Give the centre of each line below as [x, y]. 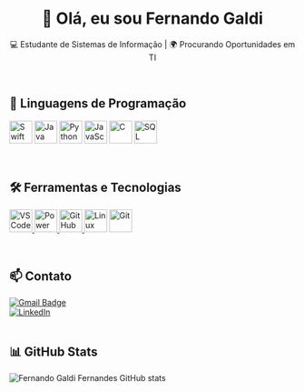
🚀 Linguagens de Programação [98, 104]
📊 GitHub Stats [54, 352]
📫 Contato [41, 276]
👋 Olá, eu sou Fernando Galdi [152, 19]
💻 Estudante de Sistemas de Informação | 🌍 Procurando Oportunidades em [152, 44]
